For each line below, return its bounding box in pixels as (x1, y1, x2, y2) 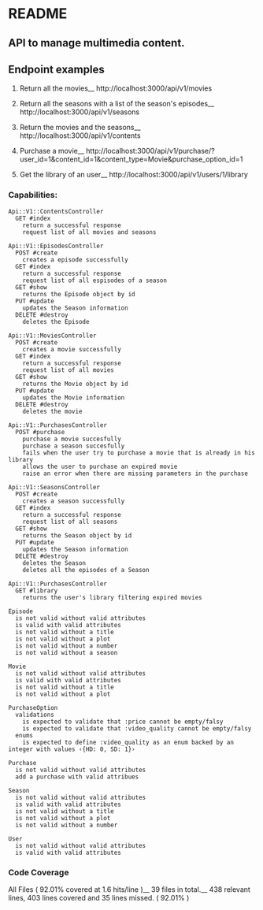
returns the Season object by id (22, 531, 132, 540)
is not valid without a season (15, 648, 118, 656)
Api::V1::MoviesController (8, 332, 97, 340)
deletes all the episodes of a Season (22, 566, 150, 574)
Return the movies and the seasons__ (19, 123, 141, 132)
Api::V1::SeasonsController (8, 483, 101, 491)
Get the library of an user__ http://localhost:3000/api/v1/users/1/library (19, 170, 248, 180)
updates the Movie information (22, 393, 125, 402)
